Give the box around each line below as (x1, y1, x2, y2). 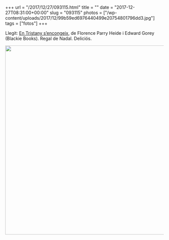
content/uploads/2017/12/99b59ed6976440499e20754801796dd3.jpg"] (5, 15, 155, 21)
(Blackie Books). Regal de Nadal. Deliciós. (5, 35, 92, 41)
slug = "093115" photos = (49, 10, 102, 16)
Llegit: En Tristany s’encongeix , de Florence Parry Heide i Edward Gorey (5, 30, 154, 36)
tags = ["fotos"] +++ (5, 20, 48, 26)
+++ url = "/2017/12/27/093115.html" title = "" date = (5, 5, 114, 10)
